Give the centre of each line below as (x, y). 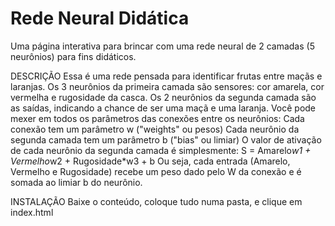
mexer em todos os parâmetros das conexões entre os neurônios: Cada (157, 118)
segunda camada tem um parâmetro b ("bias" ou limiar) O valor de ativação (166, 139)
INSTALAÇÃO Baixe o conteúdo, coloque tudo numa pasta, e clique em (156, 201)
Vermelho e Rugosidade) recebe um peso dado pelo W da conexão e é (156, 171)
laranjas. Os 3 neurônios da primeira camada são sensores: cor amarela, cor (167, 86)
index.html (32, 212)
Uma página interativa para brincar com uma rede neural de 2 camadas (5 (162, 46)
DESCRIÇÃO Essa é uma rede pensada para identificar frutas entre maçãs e (166, 76)
